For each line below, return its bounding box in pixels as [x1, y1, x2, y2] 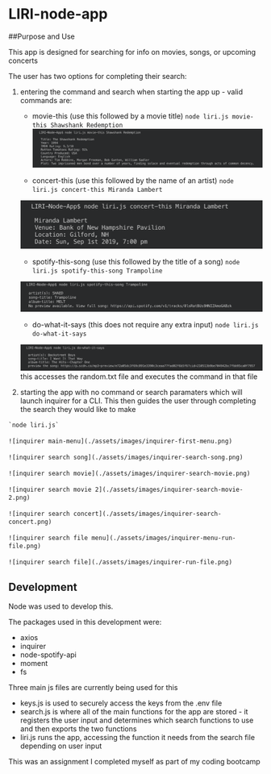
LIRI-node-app [8, 5, 108, 23]
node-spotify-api [19, 650, 77, 660]
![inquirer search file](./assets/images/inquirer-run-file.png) [8, 558, 232, 567]
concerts [8, 56, 39, 65]
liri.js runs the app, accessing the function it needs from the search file [19, 733, 256, 743]
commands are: [19, 95, 73, 105]
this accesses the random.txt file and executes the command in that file [19, 372, 258, 381]
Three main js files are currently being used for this [8, 683, 178, 693]
